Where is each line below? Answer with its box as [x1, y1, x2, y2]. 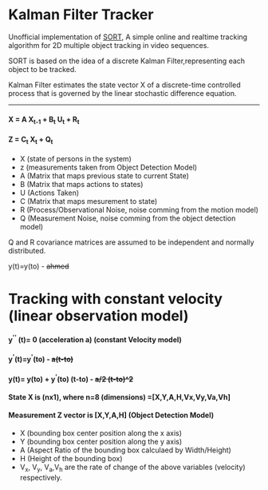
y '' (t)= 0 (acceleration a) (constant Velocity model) [8, 333, 182, 345]
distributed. [8, 246, 46, 256]
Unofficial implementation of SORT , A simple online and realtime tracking [8, 32, 248, 42]
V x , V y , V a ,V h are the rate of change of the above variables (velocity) [19, 462, 246, 473]
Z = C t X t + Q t [8, 134, 53, 145]
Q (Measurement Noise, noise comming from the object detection [19, 213, 236, 223]
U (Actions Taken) [19, 188, 80, 197]
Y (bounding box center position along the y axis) [19, 437, 183, 447]
